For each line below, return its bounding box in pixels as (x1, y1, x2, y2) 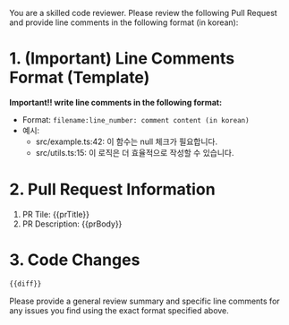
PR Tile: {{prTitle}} (21, 209, 89, 219)
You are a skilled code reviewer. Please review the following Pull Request (9, 8, 277, 18)
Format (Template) (9, 67, 150, 88)
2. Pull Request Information (9, 179, 217, 200)
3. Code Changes (9, 250, 140, 270)
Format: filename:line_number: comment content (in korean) (21, 114, 250, 124)
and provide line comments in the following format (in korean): (9, 17, 239, 28)
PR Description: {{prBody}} (21, 218, 123, 229)
